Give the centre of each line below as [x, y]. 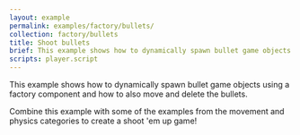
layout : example [40, 17]
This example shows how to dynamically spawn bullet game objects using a [150, 84]
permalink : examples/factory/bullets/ [82, 26]
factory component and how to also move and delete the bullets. [129, 94]
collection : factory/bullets [64, 34]
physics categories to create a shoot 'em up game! [103, 121]
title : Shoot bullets [50, 42]
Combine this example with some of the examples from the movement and [147, 111]
